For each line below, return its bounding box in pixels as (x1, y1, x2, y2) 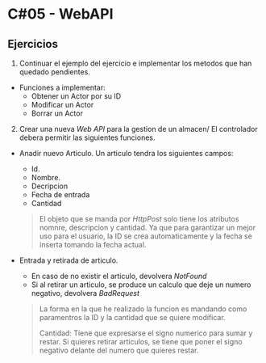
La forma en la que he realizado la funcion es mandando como (39, 304, 247, 314)
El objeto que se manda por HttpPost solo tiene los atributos (39, 214, 239, 223)
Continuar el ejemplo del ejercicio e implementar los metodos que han (19, 58, 252, 68)
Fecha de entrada (31, 190, 90, 199)
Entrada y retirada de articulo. (19, 255, 118, 265)
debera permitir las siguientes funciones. (19, 133, 156, 142)
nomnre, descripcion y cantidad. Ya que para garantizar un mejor (39, 223, 256, 232)
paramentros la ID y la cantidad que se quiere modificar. (39, 313, 227, 322)
